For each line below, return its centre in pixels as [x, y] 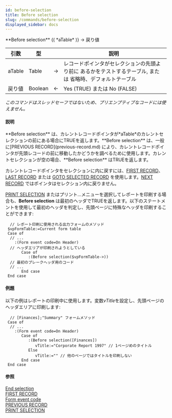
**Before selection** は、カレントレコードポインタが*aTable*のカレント [82, 134]
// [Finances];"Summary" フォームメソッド [53, 318]
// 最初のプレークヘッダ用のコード [42, 263]
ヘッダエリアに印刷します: [33, 307]
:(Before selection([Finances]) [62, 340]
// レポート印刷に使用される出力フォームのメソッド [57, 224]
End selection [20, 388]
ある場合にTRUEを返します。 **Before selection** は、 [98, 141]
